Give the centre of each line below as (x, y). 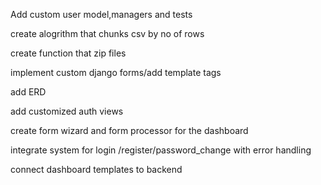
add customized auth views (67, 111)
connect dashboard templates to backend (96, 169)
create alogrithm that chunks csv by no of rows (107, 33)
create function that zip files (68, 53)
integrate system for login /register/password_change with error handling (161, 150)
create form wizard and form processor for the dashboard (129, 130)
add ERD (28, 92)
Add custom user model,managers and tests (101, 14)
